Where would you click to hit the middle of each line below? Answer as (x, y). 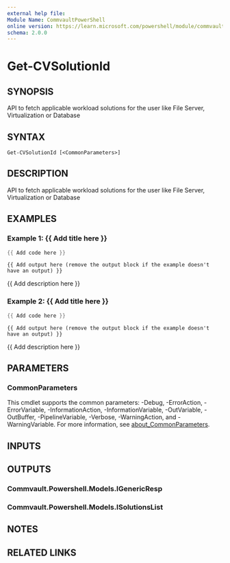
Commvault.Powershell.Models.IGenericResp (85, 489)
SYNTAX (26, 137)
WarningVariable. (31, 425)
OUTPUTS (29, 470)
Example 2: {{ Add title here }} (58, 301)
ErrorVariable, (27, 410)
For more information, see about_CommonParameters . (133, 425)
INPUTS (24, 446)
